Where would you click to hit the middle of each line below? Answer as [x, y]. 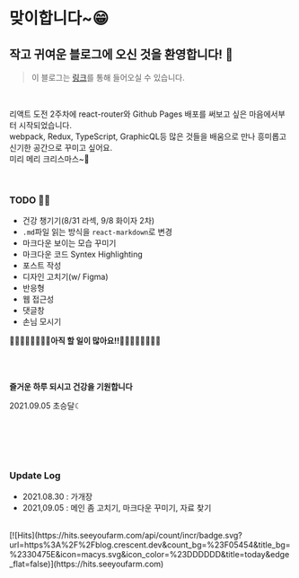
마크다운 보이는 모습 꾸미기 [69, 243]
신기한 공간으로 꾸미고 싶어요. [61, 148]
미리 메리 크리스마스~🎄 [49, 159]
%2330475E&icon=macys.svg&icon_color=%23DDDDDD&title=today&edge [149, 554]
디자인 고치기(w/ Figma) [66, 277]
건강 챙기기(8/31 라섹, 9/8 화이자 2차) [88, 221]
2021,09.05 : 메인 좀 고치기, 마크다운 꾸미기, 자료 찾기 [117, 507]
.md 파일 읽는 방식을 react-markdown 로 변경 [97, 232]
